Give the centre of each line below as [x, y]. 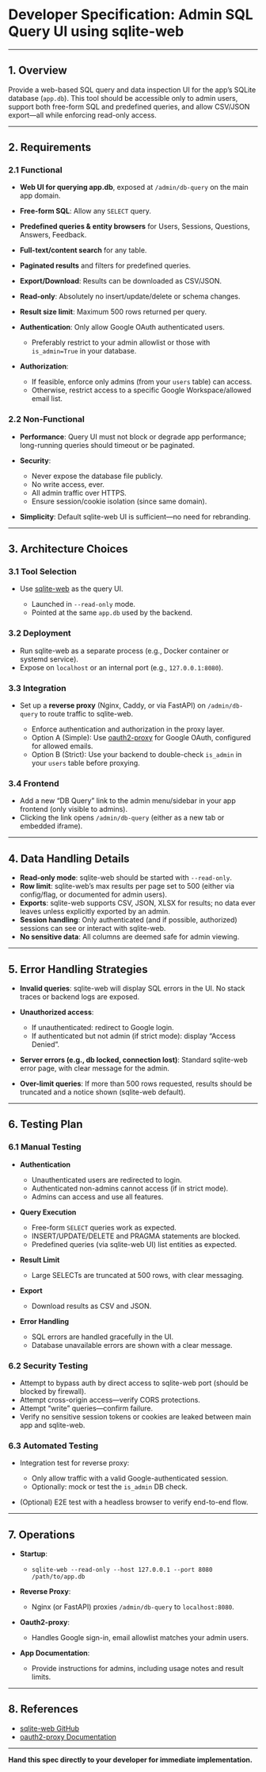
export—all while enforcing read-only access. [82, 115]
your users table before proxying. [85, 763]
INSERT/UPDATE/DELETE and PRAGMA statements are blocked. [136, 1236]
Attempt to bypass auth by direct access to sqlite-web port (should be [134, 1383]
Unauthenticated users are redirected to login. [106, 1179]
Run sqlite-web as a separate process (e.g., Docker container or [124, 651]
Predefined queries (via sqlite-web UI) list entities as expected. [134, 1244]
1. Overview [38, 70]
